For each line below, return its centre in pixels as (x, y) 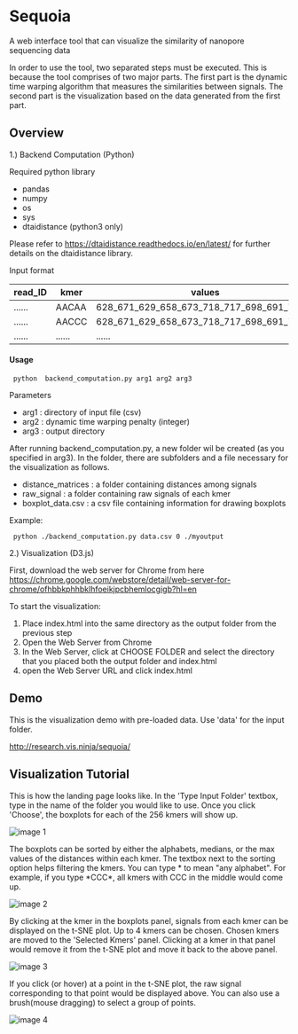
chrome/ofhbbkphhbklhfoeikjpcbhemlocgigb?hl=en (103, 589)
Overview (37, 133)
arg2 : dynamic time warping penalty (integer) (106, 421)
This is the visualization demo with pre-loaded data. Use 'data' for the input (147, 719)
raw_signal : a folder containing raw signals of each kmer (126, 493)
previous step (47, 632)
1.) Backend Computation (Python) (72, 154)
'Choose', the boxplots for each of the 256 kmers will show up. (124, 814)
